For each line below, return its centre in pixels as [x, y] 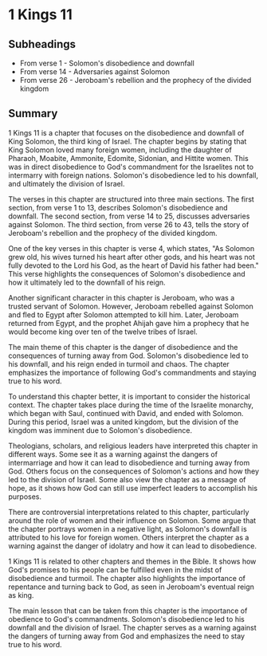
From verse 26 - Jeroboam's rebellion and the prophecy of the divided [135, 80]
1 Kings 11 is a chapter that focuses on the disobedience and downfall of [126, 132]
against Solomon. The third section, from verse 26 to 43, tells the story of [129, 224]
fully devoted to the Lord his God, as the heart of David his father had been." [133, 265]
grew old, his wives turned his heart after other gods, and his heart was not [132, 257]
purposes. [25, 497]
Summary [33, 114]
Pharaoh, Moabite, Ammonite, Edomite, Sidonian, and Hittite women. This [128, 158]
